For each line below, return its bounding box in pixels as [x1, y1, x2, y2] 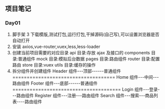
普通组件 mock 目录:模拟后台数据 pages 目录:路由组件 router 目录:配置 [18, 56, 160, 62]
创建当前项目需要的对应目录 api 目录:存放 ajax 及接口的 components [12, 49, 150, 55]
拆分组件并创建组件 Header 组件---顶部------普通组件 [12, 68, 122, 74]
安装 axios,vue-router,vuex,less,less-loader [12, 44, 100, 49]
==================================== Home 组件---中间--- [12, 74, 159, 80]
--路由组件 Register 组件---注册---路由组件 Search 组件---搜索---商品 [12, 92, 154, 98]
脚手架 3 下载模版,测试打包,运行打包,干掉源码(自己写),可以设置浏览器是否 [12, 31, 160, 37]
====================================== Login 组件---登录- [12, 86, 160, 92]
